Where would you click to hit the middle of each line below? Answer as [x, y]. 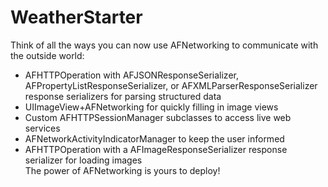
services [42, 128]
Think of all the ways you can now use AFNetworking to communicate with [164, 45]
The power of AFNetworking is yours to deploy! [122, 170]
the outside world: [47, 55]
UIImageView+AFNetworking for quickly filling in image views [151, 107]
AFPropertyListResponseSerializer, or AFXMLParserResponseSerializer [171, 85]
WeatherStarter [76, 17]
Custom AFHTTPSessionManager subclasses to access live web [158, 117]
